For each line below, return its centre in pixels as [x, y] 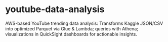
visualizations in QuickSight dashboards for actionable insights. [71, 34]
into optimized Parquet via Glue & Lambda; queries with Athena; [72, 28]
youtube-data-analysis [55, 9]
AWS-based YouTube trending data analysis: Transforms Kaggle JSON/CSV [84, 23]
